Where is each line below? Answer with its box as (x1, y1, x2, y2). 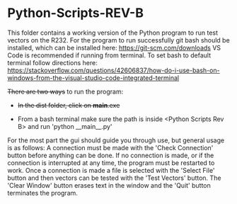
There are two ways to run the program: (7, 87, 124, 96)
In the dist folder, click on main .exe (17, 101, 120, 109)
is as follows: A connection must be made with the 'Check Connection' (7, 143, 214, 152)
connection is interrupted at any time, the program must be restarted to (7, 158, 215, 167)
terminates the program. (7, 188, 78, 197)
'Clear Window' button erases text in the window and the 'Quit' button (7, 181, 211, 189)
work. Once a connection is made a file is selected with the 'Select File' (7, 166, 215, 174)
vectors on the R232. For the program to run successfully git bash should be (7, 35, 230, 44)
